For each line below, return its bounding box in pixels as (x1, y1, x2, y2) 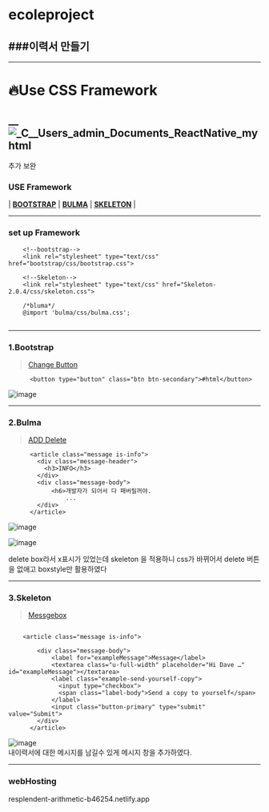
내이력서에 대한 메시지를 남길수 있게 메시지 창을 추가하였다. (8, 748, 192, 757)
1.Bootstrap (8, 341, 54, 353)
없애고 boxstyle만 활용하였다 (16, 564, 107, 574)
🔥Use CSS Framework (8, 82, 158, 99)
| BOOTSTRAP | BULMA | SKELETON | (8, 200, 136, 209)
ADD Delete (27, 435, 67, 445)
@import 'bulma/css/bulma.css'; (22, 309, 130, 317)
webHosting (8, 776, 58, 787)
